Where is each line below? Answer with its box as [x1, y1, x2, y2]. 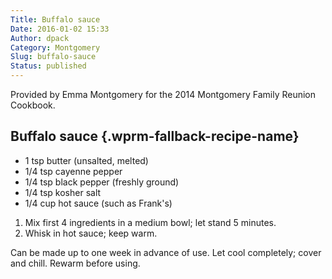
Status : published [10, 61, 87, 71]
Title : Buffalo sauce [10, 14, 101, 25]
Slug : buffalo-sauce [10, 52, 97, 62]
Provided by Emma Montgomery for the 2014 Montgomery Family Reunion [10, 89, 317, 100]
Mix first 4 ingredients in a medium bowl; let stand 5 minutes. [24, 216, 277, 228]
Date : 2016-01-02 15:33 [10, 24, 110, 34]
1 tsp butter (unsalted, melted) [24, 154, 149, 166]
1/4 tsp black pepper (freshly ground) [24, 176, 180, 188]
